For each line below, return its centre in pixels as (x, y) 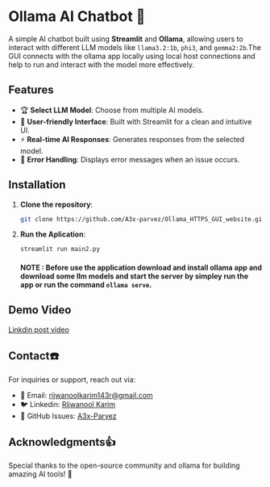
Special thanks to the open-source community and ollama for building (124, 466)
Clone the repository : (56, 204)
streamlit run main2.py (60, 250)
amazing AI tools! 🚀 (40, 474)
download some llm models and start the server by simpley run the (134, 276)
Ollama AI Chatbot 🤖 (77, 17)
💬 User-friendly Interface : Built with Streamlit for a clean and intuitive (136, 121)
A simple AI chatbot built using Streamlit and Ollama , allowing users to (126, 39)
